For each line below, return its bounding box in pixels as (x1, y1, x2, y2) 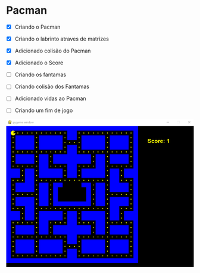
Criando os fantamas (14, 71, 67, 78)
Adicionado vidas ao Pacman (14, 95, 86, 102)
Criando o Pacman (14, 23, 61, 30)
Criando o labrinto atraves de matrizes (14, 35, 109, 42)
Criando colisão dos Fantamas (14, 83, 89, 90)
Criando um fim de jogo (14, 107, 73, 114)
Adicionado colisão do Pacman (14, 47, 91, 54)
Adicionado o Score (14, 59, 64, 66)
